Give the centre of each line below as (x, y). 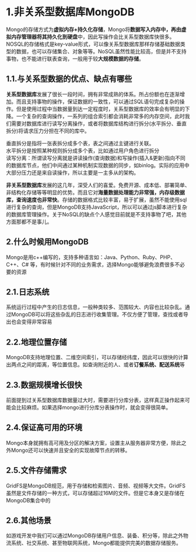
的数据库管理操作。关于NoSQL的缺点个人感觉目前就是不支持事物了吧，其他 (96, 214)
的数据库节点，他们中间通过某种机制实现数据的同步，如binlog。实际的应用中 (98, 165)
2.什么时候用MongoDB (47, 242)
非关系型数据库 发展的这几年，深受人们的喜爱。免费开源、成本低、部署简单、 (98, 185)
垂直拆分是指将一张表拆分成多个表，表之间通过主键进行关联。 (80, 143)
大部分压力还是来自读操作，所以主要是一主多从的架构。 (72, 172)
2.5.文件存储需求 (36, 470)
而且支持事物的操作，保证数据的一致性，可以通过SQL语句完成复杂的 (98, 101)
